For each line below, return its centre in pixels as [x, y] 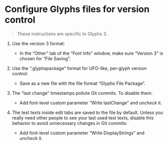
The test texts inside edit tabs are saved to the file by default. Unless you [88, 112]
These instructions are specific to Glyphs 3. [62, 34]
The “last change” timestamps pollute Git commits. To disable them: [82, 93]
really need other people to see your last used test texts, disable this [83, 118]
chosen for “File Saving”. [45, 58]
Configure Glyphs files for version [77, 9]
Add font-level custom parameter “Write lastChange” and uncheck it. [91, 103]
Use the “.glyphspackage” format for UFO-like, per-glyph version [79, 68]
